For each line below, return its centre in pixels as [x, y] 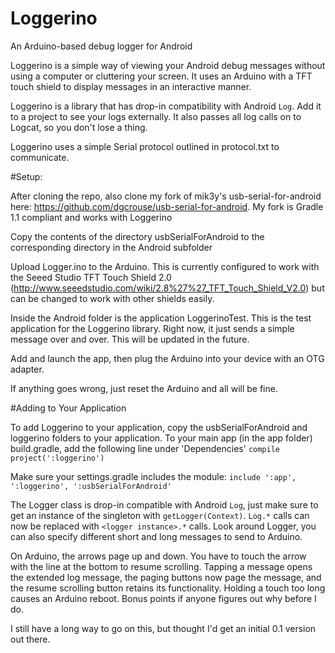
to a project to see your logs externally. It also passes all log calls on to [156, 116]
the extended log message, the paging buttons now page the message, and [166, 577]
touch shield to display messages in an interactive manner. [131, 86]
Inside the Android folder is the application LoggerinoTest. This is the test [161, 318]
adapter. [27, 369]
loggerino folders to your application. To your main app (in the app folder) [161, 438]
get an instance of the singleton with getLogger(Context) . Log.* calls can [160, 515]
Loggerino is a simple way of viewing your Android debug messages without [168, 65]
